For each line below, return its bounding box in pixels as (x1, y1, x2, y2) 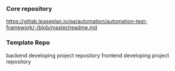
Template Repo (6, 38, 50, 47)
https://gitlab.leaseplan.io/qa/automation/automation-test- (6, 18, 148, 25)
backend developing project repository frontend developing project (6, 52, 169, 59)
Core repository (6, 5, 52, 13)
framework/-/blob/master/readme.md (6, 24, 97, 31)
